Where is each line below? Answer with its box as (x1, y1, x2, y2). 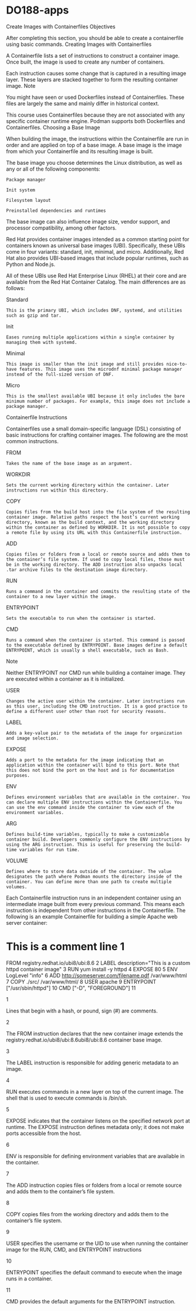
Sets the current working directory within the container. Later (6, 482, 169, 488)
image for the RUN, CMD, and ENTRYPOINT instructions (6, 1246, 142, 1253)
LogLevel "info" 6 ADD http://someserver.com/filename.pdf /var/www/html (6, 972, 187, 979)
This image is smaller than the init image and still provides (6, 361, 164, 367)
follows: (6, 284, 25, 291)
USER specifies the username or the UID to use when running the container (6, 1240, 189, 1247)
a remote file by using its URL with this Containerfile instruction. (6, 529, 183, 536)
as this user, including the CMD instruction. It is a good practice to (6, 703, 188, 709)
